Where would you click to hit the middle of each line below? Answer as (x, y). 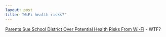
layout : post (19, 10)
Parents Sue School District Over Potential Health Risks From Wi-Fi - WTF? (83, 29)
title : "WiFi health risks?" (36, 15)
